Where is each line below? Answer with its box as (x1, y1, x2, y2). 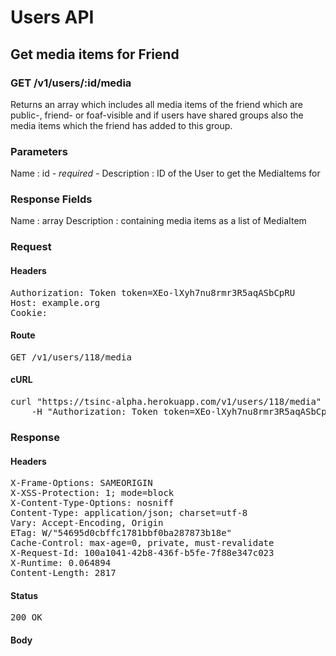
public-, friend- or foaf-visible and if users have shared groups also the (10, 109, 304, 121)
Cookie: (10, 307, 48, 318)
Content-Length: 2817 (10, 567, 117, 579)
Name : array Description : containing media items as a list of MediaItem (10, 215, 307, 227)
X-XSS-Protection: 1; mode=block (10, 487, 175, 499)
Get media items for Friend (10, 46, 180, 63)
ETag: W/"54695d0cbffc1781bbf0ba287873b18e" (10, 527, 233, 539)
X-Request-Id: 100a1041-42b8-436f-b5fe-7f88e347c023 (10, 547, 275, 559)
